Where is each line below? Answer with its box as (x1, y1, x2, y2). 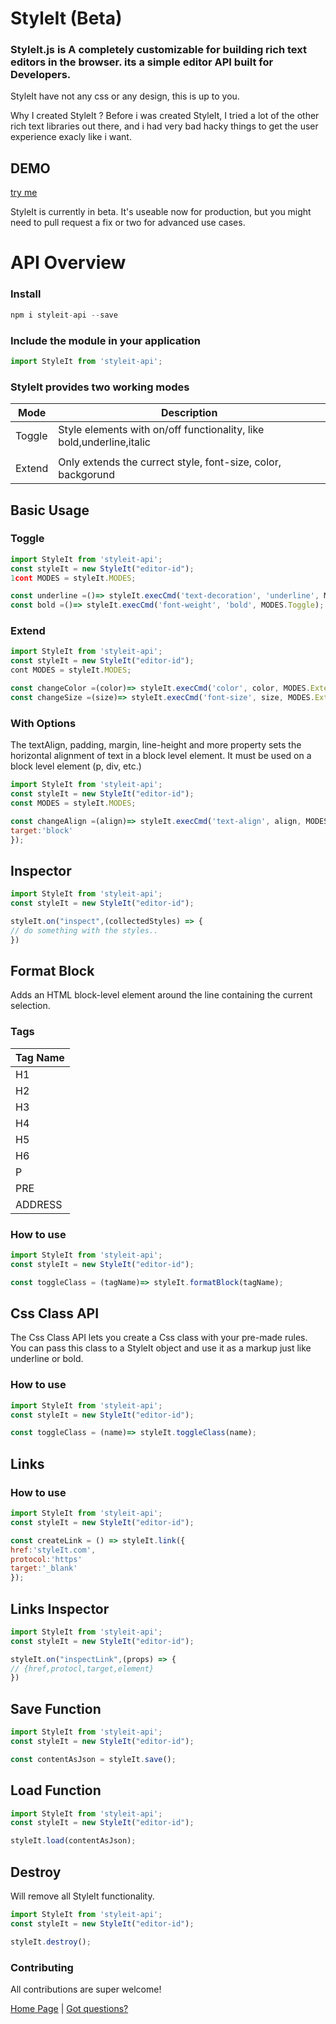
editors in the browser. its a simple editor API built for (10, 55, 274, 69)
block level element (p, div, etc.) (10, 760, 142, 772)
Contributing (10, 1960, 74, 1974)
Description (160, 406, 218, 420)
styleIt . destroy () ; (10, 1937, 92, 1947)
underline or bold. (10, 1353, 84, 1365)
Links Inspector (10, 1600, 110, 1617)
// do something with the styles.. (10, 925, 159, 936)
